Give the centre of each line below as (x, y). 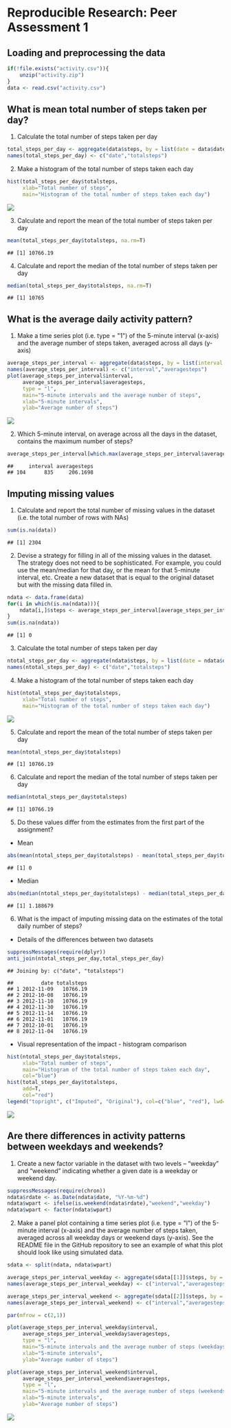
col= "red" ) (38, 1095)
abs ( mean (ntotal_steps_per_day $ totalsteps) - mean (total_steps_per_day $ (113, 856)
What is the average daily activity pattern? (100, 319)
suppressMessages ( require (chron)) (57, 1191)
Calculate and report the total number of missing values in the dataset (116, 510)
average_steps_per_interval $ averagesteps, (84, 382)
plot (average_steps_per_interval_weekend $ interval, (82, 1372)
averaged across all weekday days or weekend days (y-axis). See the (115, 1238)
